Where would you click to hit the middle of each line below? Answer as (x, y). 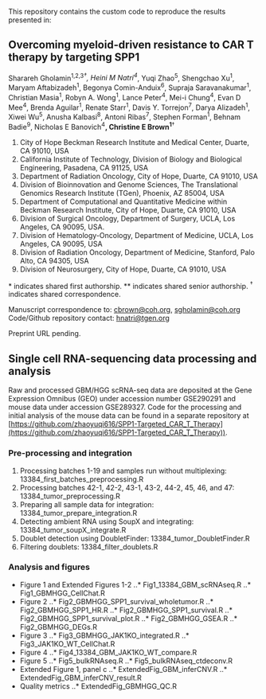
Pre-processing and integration (70, 453)
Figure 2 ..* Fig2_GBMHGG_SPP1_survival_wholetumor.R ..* (116, 601)
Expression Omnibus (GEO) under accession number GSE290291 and (122, 399)
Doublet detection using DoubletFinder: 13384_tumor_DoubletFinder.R (135, 538)
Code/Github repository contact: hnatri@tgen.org (89, 318)
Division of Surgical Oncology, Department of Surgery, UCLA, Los (127, 218)
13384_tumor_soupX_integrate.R (73, 529)
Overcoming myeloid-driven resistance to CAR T (131, 45)
